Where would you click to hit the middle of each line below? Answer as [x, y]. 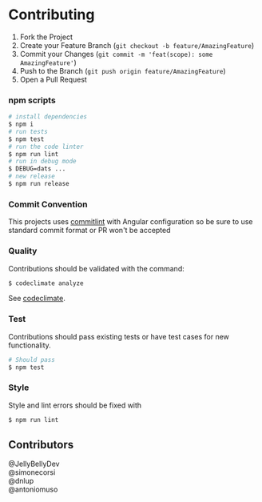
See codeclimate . [37, 299]
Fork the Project [46, 37]
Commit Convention [48, 204]
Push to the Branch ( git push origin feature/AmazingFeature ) [123, 70]
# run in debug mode [43, 162]
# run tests [28, 131]
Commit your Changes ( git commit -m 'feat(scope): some [116, 54]
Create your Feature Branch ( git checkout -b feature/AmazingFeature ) [137, 45]
